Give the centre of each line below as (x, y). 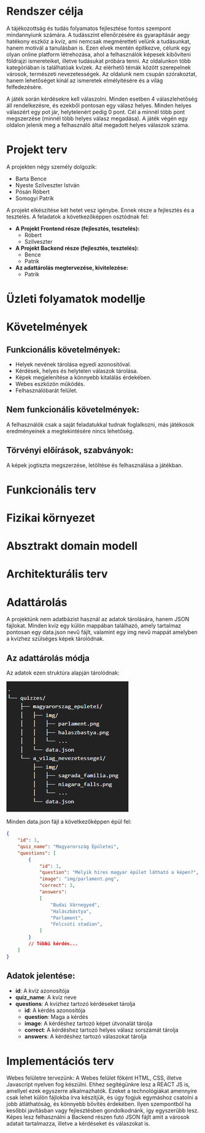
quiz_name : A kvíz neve (46, 997)
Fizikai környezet (51, 518)
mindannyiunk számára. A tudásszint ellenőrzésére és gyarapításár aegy (98, 34)
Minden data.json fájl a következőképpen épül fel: (69, 822)
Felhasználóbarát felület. (46, 390)
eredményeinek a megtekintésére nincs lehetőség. (70, 431)
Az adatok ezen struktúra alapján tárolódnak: (63, 673)
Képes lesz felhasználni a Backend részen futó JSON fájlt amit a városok (98, 1117)
